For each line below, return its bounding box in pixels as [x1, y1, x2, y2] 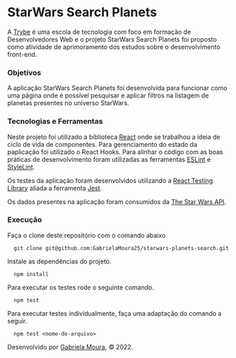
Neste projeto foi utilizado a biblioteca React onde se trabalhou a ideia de [7, 132, 220, 141]
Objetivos [7, 68, 42, 78]
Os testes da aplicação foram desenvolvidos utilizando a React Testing [7, 176, 213, 184]
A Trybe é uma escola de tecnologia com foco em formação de [7, 28, 191, 36]
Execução [7, 215, 42, 225]
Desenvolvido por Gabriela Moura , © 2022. [7, 342, 134, 351]
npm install [13, 270, 49, 278]
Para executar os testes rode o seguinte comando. [7, 283, 154, 292]
